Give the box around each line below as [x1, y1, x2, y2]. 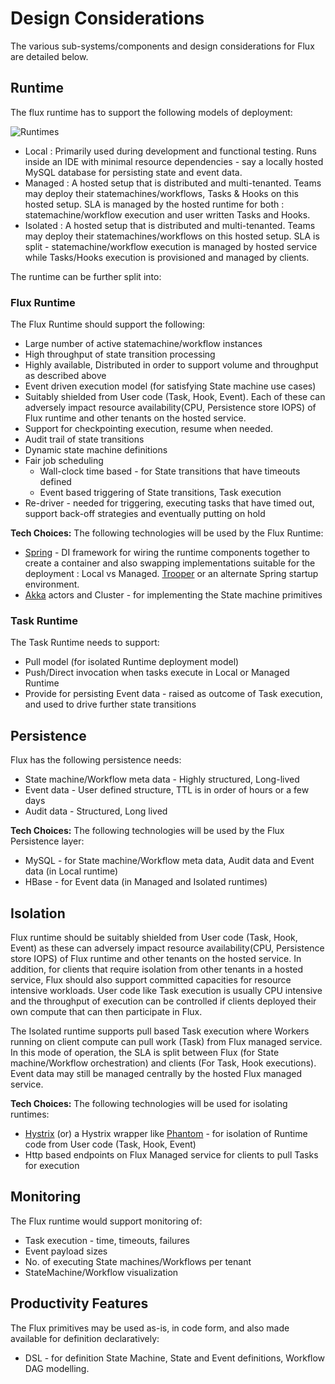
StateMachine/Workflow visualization [24, 1266, 179, 1278]
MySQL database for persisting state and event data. [24, 166, 243, 178]
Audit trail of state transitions [24, 433, 145, 446]
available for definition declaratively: [10, 1332, 160, 1344]
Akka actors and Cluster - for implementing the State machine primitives [24, 589, 323, 601]
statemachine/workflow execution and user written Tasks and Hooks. [24, 208, 311, 221]
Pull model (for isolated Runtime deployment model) [24, 656, 240, 668]
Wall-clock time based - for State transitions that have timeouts [39, 465, 301, 477]
